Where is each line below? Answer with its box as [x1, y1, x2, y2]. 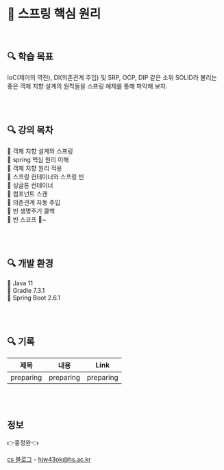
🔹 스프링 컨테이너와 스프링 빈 [7, 172, 84, 181]
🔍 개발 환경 [7, 257, 53, 269]
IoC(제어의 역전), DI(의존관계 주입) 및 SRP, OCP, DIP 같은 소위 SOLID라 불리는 [7, 73, 217, 81]
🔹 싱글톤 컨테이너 [7, 181, 53, 189]
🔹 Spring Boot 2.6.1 [7, 293, 60, 302]
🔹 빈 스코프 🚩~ [7, 215, 47, 223]
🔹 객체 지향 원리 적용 [7, 164, 62, 172]
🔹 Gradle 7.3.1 [7, 287, 45, 295]
